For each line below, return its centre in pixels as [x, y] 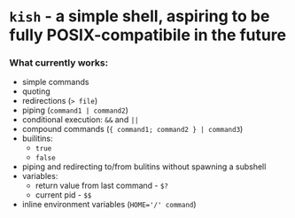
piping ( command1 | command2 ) [75, 110]
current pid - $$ [63, 195]
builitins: [37, 138]
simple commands [55, 82]
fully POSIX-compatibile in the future [147, 35]
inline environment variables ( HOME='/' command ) [109, 205]
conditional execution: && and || [80, 120]
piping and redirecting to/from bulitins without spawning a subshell [144, 167]
